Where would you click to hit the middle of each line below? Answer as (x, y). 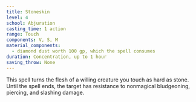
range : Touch (23, 34)
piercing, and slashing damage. (45, 92)
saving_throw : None (31, 62)
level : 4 (17, 18)
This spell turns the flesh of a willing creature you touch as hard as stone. (98, 80)
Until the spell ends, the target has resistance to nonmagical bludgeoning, (98, 86)
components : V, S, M (32, 40)
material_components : (34, 46)
